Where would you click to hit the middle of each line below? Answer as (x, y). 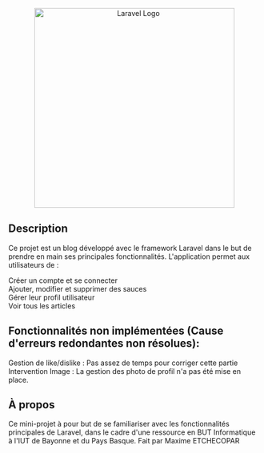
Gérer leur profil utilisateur (52, 297)
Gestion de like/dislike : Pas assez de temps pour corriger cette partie (123, 363)
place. (19, 379)
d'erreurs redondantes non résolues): (104, 344)
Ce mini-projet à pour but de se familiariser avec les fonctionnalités (119, 424)
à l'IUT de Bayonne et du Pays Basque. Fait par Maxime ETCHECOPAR (124, 441)
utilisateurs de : (34, 264)
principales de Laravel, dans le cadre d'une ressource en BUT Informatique (132, 432)
